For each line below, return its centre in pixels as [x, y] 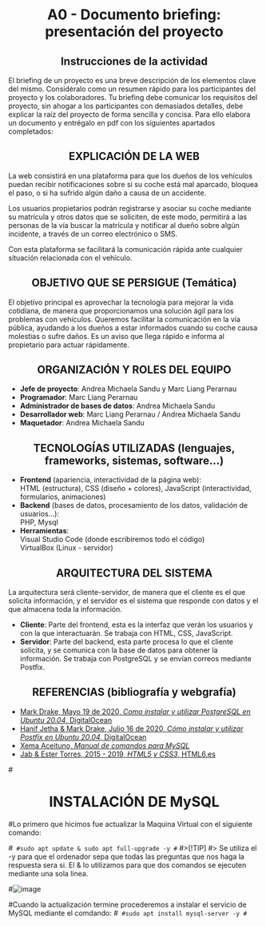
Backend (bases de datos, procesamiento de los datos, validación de [134, 505]
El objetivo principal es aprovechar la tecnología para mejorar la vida [121, 302]
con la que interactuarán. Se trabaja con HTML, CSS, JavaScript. [126, 633]
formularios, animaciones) [63, 497]
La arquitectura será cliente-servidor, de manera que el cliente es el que [127, 593]
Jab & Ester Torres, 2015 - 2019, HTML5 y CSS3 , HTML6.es [117, 754]
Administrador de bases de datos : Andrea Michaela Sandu [117, 406]
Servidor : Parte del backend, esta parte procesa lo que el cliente [127, 642]
